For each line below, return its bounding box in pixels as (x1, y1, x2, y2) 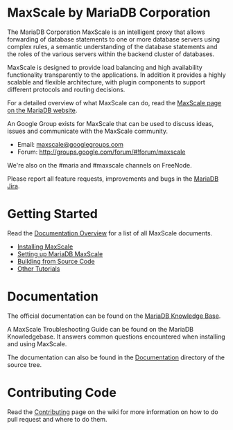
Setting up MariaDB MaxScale (17, 249, 103, 258)
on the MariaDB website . (7, 106, 78, 114)
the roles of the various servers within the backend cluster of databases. (7, 50, 215, 58)
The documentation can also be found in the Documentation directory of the (7, 353, 225, 361)
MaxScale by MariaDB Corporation (7, 5, 211, 21)
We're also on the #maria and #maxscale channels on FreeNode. (7, 161, 192, 169)
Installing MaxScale (17, 242, 74, 251)
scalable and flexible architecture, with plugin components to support (7, 78, 206, 86)
